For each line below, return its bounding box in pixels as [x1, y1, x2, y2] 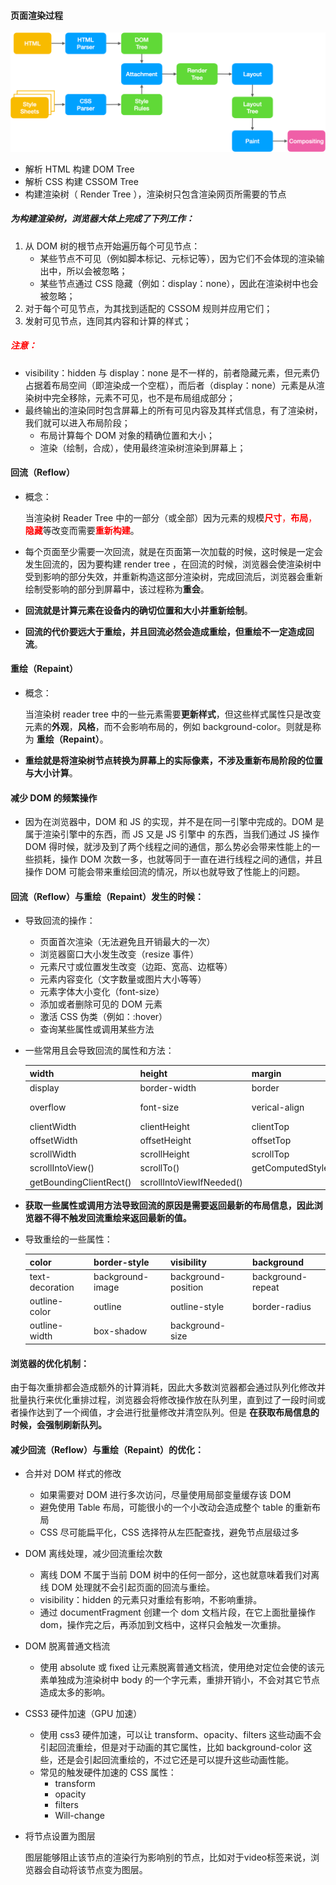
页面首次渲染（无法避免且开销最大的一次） [39, 936, 216, 948]
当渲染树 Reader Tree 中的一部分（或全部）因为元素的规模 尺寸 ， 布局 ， [24, 511, 318, 524]
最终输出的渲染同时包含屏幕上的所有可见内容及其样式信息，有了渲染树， [24, 404, 323, 416]
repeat [251, 1281, 280, 1293]
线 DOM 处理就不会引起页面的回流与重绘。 [39, 1581, 215, 1594]
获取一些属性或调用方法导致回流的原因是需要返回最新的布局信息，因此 [24, 1200, 315, 1212]
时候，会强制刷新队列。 [10, 1419, 107, 1431]
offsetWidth [29, 1134, 78, 1146]
